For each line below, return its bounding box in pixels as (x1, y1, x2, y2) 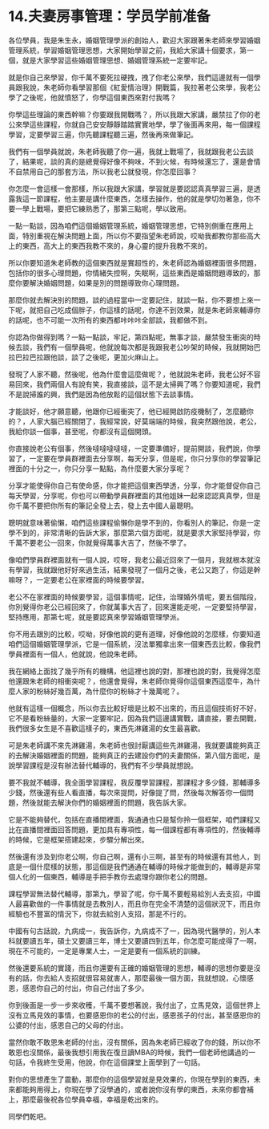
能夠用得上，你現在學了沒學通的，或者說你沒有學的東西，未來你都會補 (22, 1084, 254, 1094)
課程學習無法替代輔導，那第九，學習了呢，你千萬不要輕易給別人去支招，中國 (8, 888, 261, 899)
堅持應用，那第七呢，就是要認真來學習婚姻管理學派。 (8, 611, 184, 622)
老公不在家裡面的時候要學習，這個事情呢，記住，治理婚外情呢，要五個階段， (8, 591, 261, 602)
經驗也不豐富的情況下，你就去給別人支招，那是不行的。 (8, 908, 191, 919)
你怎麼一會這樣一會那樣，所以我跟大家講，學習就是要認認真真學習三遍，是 (8, 184, 254, 193)
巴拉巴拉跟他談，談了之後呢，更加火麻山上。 (14, 352, 163, 362)
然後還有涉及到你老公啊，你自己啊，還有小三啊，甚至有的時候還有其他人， (8, 851, 254, 861)
